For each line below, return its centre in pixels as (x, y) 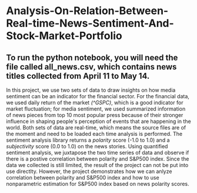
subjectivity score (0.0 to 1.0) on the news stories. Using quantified (87, 146)
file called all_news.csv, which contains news (91, 67)
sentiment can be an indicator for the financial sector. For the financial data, (98, 96)
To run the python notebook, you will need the (92, 57)
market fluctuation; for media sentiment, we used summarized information (96, 109)
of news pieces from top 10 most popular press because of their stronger (95, 115)
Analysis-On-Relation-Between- (87, 11)
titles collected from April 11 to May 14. (78, 76)
